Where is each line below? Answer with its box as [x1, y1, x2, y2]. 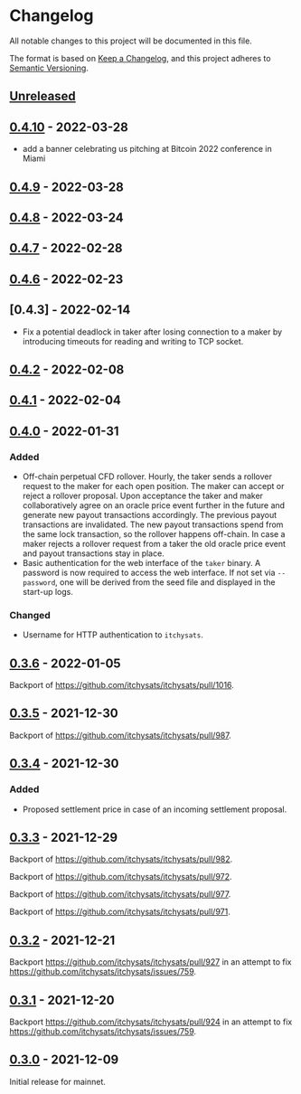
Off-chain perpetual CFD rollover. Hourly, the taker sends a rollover [22, 471, 273, 482]
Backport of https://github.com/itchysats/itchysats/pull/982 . [9, 854, 233, 864]
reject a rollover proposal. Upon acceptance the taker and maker [22, 490, 264, 501]
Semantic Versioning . [9, 62, 89, 73]
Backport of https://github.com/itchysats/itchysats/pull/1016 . [9, 680, 235, 691]
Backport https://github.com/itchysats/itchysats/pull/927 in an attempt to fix [9, 957, 292, 967]
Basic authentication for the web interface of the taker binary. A [22, 557, 261, 568]
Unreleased [9, 89, 77, 104]
